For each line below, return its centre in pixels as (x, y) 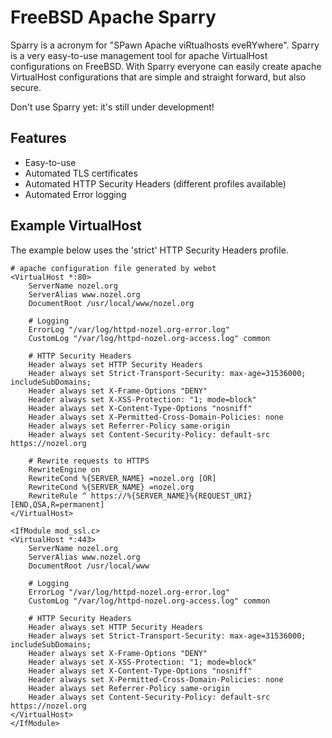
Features (38, 138)
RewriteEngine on (64, 469)
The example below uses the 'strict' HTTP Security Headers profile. (149, 250)
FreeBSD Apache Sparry (113, 17)
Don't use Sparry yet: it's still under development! (112, 107)
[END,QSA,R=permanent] (57, 504)
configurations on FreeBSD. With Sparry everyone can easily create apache (166, 66)
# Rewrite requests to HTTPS (89, 461)
